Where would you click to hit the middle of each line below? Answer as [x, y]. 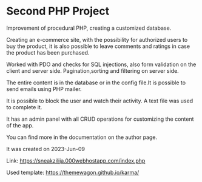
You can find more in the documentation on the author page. [82, 137]
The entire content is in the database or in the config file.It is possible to [96, 83]
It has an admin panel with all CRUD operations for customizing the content [100, 119]
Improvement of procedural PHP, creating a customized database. [89, 28]
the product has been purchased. [48, 52]
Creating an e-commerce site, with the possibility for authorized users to [97, 39]
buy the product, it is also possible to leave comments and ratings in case [98, 46]
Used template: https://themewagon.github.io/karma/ [73, 172]
